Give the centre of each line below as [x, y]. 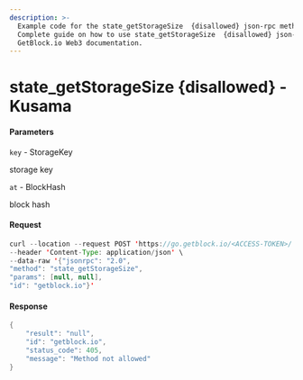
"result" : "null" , [60, 334]
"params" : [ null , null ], [56, 277]
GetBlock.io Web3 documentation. [80, 43]
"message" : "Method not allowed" [88, 358]
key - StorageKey [41, 152]
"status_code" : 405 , [64, 350]
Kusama [41, 107]
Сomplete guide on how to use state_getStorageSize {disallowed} [145, 34]
